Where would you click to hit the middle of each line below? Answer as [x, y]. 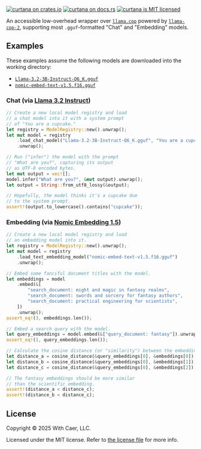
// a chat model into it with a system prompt [65, 118]
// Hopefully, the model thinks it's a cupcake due [72, 196]
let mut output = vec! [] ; [38, 174]
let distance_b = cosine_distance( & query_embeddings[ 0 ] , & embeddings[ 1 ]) [100, 362]
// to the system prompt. [38, 201]
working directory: [29, 67]
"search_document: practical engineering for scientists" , [103, 302]
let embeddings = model [36, 279]
